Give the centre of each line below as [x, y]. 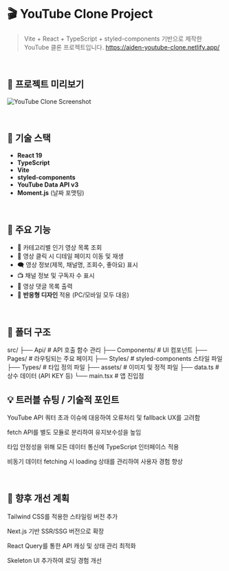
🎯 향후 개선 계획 [39, 498]
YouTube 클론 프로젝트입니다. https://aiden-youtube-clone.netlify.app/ [122, 47]
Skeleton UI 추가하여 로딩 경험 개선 [54, 560]
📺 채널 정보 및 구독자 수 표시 [56, 276]
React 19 [30, 155]
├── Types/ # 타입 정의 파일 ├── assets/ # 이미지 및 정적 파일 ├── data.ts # [113, 367]
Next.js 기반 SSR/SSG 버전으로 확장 [56, 531]
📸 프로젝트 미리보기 [46, 84]
